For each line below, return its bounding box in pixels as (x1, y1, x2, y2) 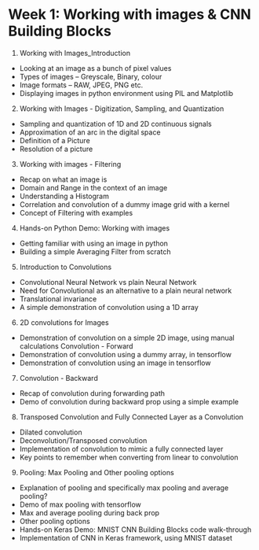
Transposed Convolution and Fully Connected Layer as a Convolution (19, 412, 244, 422)
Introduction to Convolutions (19, 262, 112, 271)
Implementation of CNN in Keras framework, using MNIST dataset (19, 533, 233, 542)
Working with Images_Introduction (19, 48, 131, 57)
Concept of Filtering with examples (19, 208, 133, 217)
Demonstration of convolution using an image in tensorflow (19, 358, 211, 367)
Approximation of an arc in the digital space (19, 127, 161, 137)
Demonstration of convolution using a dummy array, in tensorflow (19, 349, 232, 359)
